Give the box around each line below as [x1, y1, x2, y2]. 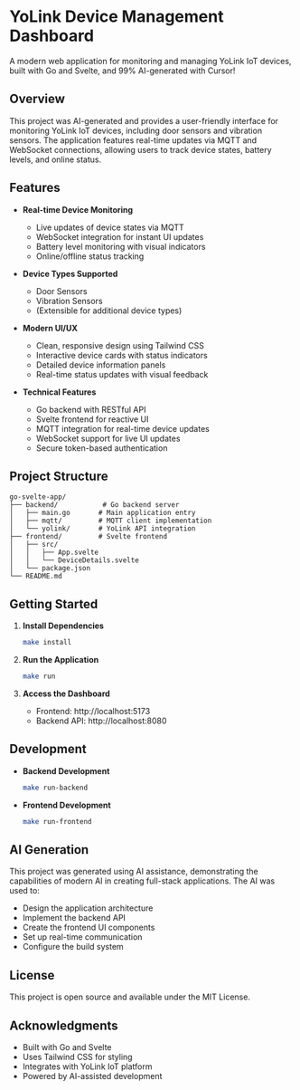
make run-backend [22, 783, 89, 792]
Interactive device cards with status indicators [35, 349, 208, 360]
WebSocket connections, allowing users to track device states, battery [9, 144, 273, 155]
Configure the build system [22, 942, 124, 952]
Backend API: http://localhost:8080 [35, 715, 167, 726]
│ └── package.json [9, 564, 91, 573]
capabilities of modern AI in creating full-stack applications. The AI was [9, 875, 276, 886]
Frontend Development [22, 799, 111, 810]
